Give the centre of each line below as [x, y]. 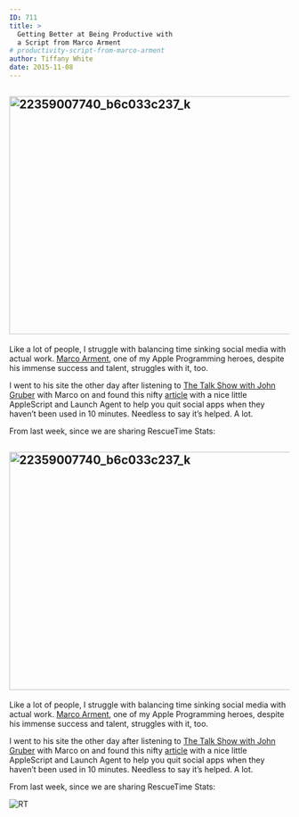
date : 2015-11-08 [41, 68]
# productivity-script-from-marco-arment [87, 51]
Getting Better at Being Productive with [95, 34]
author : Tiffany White [51, 59]
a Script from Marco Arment [69, 42]
